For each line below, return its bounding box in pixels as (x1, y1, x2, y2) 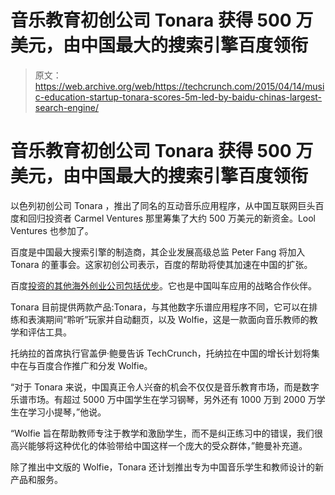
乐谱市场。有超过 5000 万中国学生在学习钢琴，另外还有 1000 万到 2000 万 (10, 393, 317, 405)
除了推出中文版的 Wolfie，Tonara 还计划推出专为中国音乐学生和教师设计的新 (10, 461, 325, 473)
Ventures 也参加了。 (10, 224, 94, 236)
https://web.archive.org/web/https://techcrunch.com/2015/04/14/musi (34, 80, 325, 92)
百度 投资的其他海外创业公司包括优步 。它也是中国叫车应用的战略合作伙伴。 (10, 279, 317, 291)
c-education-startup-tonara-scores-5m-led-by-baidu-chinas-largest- (34, 91, 323, 103)
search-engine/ (34, 101, 99, 113)
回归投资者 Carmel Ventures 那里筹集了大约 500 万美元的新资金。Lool (27, 212, 316, 224)
